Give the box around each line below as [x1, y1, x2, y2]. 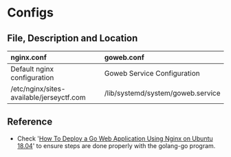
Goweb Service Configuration [104, 69, 201, 78]
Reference [7, 116, 53, 128]
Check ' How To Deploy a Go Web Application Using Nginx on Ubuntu [16, 134, 213, 143]
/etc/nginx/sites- [10, 84, 66, 94]
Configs [7, 5, 54, 21]
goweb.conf [104, 53, 144, 62]
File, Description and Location [7, 32, 138, 44]
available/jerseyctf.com [10, 93, 86, 102]
